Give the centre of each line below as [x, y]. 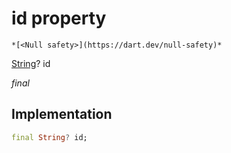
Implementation [62, 114]
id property [59, 18]
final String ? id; [49, 137]
